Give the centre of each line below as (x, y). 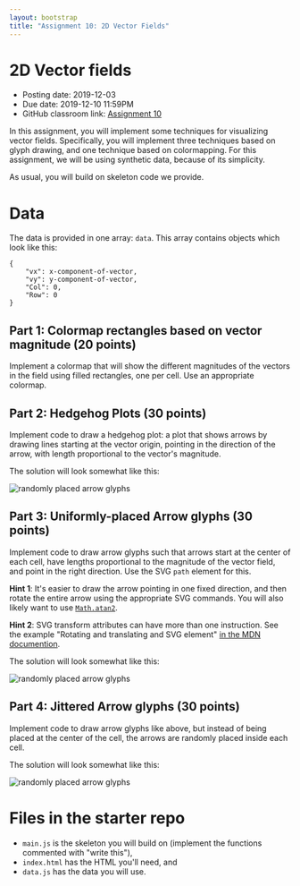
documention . (35, 643)
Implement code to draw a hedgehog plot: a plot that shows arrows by (138, 434)
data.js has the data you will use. (84, 871)
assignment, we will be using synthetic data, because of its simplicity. (137, 160)
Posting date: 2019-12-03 (69, 95)
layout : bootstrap (43, 17)
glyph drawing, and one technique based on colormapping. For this (133, 150)
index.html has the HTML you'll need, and (100, 862)
